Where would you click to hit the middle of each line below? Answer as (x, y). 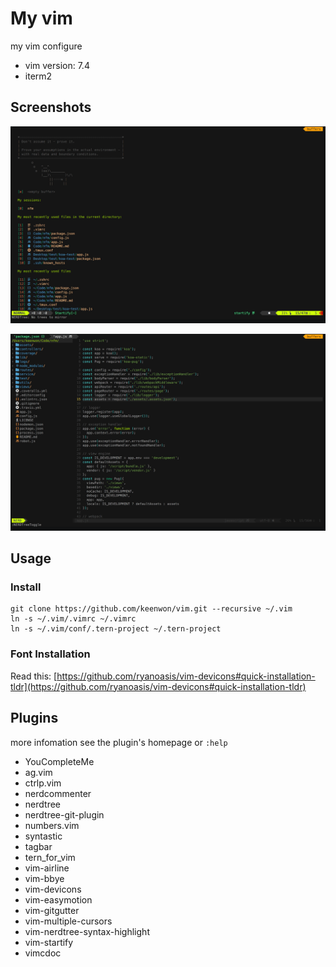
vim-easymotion (58, 899)
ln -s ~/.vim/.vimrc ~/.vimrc (73, 619)
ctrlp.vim (43, 783)
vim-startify (49, 942)
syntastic (43, 836)
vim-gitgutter (52, 910)
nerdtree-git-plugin (64, 814)
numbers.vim (52, 825)
